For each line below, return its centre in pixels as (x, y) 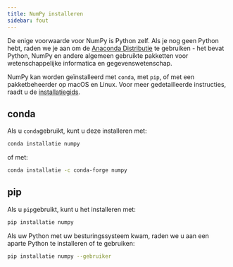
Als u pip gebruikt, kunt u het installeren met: (71, 209)
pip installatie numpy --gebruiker (59, 256)
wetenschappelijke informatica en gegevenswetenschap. (90, 63)
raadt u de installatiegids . (44, 92)
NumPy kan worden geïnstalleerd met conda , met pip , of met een (101, 77)
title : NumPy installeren (45, 14)
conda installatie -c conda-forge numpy (68, 170)
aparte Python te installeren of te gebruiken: (71, 243)
